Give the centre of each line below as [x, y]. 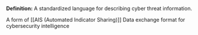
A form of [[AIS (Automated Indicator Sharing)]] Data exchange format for [96, 20]
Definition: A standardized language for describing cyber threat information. [99, 8]
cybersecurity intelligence [38, 26]
